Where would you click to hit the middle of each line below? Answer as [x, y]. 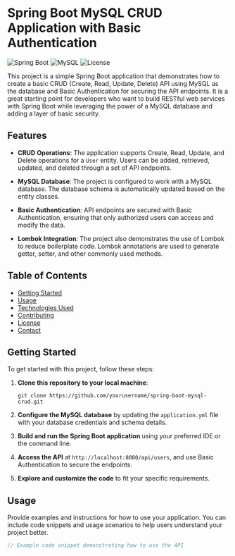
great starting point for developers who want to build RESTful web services [116, 98]
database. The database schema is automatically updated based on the [121, 189]
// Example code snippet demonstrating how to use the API [96, 545]
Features [27, 136]
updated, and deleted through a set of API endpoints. [94, 168]
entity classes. [38, 196]
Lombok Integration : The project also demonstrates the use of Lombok [121, 238]
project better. [28, 533]
